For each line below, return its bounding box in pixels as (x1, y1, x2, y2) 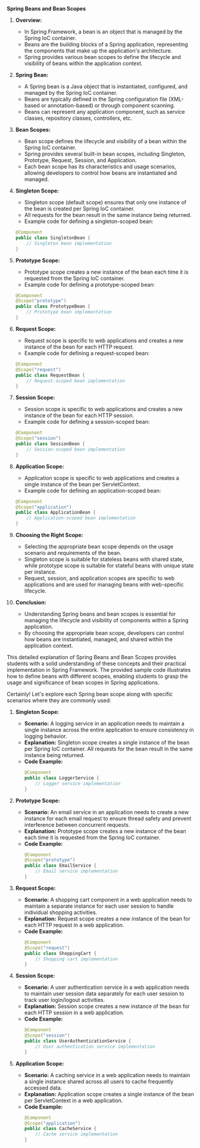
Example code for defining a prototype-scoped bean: (24, 281, 155, 288)
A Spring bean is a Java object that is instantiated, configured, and (24, 83, 188, 90)
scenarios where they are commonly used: (7, 697, 112, 704)
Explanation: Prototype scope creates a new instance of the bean (24, 827, 186, 834)
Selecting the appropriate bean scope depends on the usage (24, 543, 174, 550)
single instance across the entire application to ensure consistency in (24, 727, 194, 733)
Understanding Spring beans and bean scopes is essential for (24, 610, 176, 618)
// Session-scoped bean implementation (26, 446, 126, 452)
